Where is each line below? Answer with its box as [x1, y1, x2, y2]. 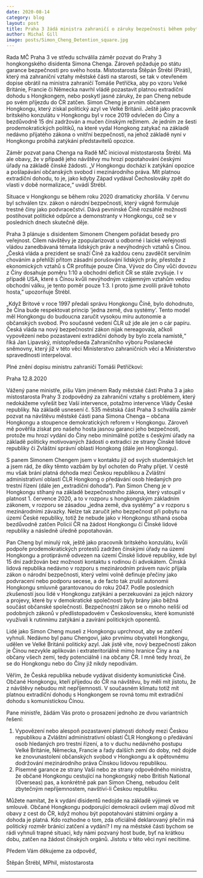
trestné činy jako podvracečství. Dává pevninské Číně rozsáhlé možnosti [6, 206, 187, 213]
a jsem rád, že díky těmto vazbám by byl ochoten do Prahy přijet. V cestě [6, 463, 188, 470]
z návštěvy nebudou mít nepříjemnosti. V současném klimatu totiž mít [6, 685, 179, 692]
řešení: [6, 716, 24, 722]
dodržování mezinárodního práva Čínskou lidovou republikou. [14, 759, 168, 767]
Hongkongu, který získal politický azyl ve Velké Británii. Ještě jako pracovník [6, 105, 196, 112]
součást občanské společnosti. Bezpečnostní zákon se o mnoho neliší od [6, 603, 188, 610]
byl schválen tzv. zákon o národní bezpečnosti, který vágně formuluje [6, 199, 179, 206]
